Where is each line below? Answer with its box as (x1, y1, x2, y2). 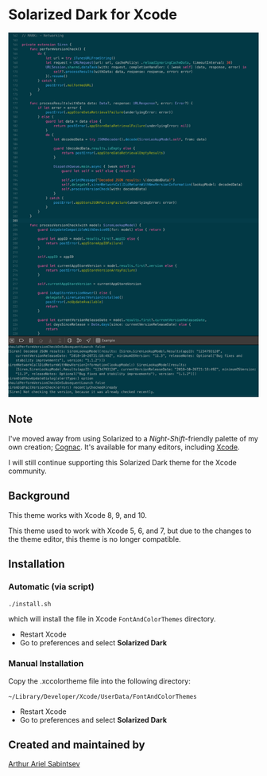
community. (8, 466, 47, 476)
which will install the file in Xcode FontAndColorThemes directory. (8, 614, 216, 624)
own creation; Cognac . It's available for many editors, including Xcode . (8, 442, 240, 452)
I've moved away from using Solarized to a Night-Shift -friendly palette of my (8, 433, 258, 443)
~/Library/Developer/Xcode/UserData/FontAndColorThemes (8, 692, 197, 700)
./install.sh (8, 600, 52, 609)
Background (8, 489, 70, 503)
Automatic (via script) (8, 581, 95, 592)
